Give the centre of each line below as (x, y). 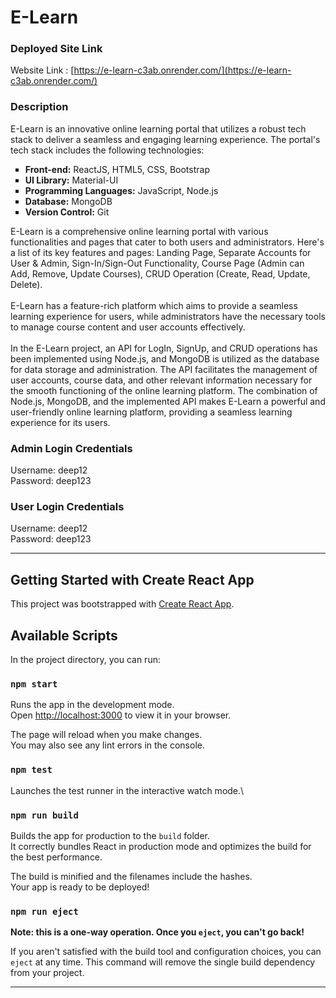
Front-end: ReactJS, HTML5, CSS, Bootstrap (117, 169)
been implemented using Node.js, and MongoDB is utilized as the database (165, 358)
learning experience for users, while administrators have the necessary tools (168, 316)
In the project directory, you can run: (85, 659)
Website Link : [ (42, 70)
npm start (34, 684)
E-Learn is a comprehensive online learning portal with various (139, 231)
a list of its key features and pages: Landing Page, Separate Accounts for (161, 252)
